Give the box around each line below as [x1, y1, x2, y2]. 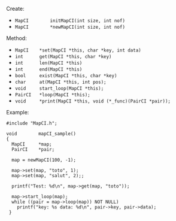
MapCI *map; [11, 141, 52, 147]
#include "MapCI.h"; [6, 120, 58, 126]
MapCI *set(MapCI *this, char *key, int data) [14, 47, 142, 53]
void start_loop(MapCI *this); [14, 86, 104, 92]
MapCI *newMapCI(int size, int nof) [14, 24, 126, 30]
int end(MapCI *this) [14, 66, 83, 72]
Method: [6, 35, 27, 41]
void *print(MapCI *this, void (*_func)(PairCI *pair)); [14, 98, 171, 104]
